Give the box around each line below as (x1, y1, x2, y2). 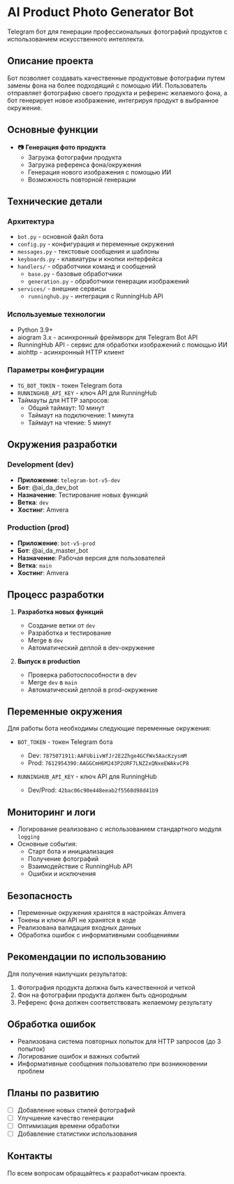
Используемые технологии (7, 310, 106, 319)
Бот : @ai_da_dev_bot (17, 483, 79, 491)
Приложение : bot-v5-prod (17, 539, 96, 547)
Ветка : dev (17, 498, 49, 507)
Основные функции (7, 124, 98, 136)
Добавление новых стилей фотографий (17, 1106, 136, 1114)
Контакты (7, 1150, 52, 1162)
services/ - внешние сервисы (17, 284, 107, 293)
